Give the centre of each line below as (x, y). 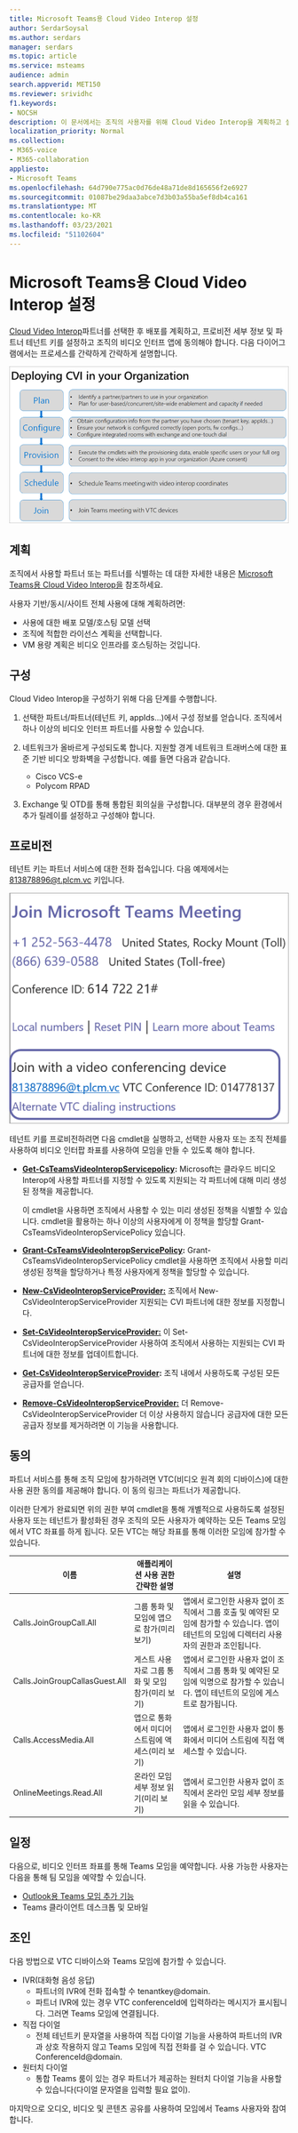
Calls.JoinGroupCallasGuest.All (70, 1681)
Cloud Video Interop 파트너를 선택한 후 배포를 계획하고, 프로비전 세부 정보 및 (141, 331)
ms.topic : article (43, 56)
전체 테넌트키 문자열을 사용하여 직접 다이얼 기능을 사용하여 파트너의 (151, 2035)
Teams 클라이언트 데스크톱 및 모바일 (85, 1907)
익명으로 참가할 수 (230, 1681)
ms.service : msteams (47, 66)
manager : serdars (41, 47)
